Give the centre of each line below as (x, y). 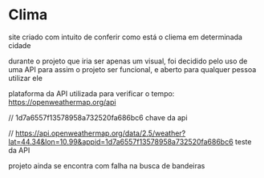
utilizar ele (25, 78)
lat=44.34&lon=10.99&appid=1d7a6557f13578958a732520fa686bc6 (121, 141)
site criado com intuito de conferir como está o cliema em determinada (126, 37)
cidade (20, 45)
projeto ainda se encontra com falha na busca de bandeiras (107, 165)
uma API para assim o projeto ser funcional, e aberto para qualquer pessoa (132, 69)
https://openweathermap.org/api (62, 102)
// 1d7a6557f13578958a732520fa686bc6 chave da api (98, 117)
